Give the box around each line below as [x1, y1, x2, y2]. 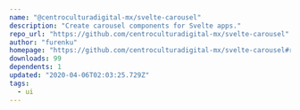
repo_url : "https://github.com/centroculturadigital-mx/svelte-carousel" [9, 29, 290, 38]
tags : [9, 79, 29, 88]
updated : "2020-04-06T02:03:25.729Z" [9, 71, 150, 80]
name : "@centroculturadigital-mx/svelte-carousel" [9, 12, 202, 22]
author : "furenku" [9, 37, 78, 47]
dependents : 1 [9, 63, 62, 72]
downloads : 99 [9, 54, 62, 63]
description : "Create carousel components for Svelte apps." [9, 21, 242, 30]
